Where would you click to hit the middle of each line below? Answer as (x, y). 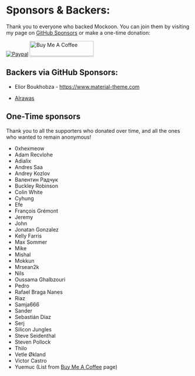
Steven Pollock (33, 342)
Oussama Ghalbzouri (40, 279)
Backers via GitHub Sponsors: (62, 73)
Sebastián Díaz (33, 317)
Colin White (28, 192)
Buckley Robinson (36, 186)
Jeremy (24, 217)
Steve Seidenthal (35, 335)
